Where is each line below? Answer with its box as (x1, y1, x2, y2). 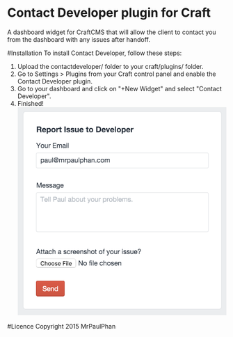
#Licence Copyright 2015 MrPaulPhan (7, 322, 116, 330)
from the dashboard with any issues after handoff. (7, 35, 151, 43)
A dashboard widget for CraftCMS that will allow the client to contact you (7, 28, 217, 36)
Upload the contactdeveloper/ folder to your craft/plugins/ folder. (17, 62, 204, 70)
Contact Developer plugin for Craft (7, 5, 211, 21)
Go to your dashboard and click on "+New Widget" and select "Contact (17, 84, 223, 93)
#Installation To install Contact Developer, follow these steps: (7, 49, 182, 57)
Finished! (17, 99, 44, 107)
